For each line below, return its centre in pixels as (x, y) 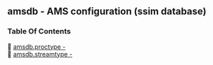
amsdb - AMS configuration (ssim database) (107, 12)
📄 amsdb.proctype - (36, 46)
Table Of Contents (39, 31)
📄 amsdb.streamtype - (40, 54)
